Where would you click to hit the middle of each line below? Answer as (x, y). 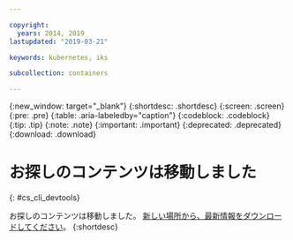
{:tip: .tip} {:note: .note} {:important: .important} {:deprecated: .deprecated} (146, 125)
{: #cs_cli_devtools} (45, 198)
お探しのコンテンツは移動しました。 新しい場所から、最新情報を (126, 216)
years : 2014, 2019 (51, 33)
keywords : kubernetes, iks (59, 57)
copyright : (29, 25)
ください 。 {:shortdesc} (75, 227)
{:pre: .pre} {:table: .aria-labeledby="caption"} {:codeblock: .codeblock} (140, 116)
